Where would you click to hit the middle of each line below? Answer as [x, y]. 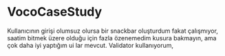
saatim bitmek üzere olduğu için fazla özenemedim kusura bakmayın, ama [112, 38]
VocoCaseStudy [55, 12]
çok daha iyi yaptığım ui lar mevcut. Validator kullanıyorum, [90, 45]
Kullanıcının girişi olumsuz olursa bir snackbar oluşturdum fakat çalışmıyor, [113, 31]
